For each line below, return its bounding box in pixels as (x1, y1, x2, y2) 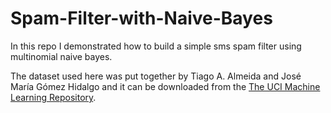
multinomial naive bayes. (10, 50, 113, 62)
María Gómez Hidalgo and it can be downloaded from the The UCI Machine (10, 80, 321, 92)
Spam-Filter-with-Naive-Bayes (10, 7, 273, 30)
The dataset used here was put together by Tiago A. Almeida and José (10, 70, 302, 82)
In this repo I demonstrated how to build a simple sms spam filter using (10, 40, 302, 52)
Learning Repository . (10, 91, 97, 103)
